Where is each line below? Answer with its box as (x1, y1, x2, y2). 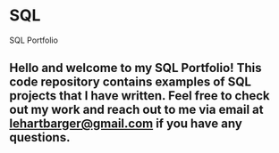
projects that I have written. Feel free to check (9, 88, 270, 103)
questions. (9, 130, 71, 145)
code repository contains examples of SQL (9, 75, 252, 90)
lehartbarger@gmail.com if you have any (9, 117, 243, 132)
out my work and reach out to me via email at (9, 102, 264, 117)
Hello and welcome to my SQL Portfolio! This (9, 60, 262, 76)
